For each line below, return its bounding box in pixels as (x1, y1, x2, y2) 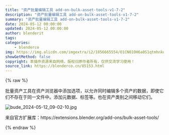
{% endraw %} (5, 124, 36, 131)
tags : (5, 36, 17, 41)
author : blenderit (5, 31, 44, 36)
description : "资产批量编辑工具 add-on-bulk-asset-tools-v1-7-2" (5, 12, 139, 17)
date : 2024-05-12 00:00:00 (5, 21, 62, 27)
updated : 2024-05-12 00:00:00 (5, 26, 69, 31)
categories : (5, 40, 30, 45)
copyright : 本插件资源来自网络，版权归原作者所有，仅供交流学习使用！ (5, 59, 135, 64)
